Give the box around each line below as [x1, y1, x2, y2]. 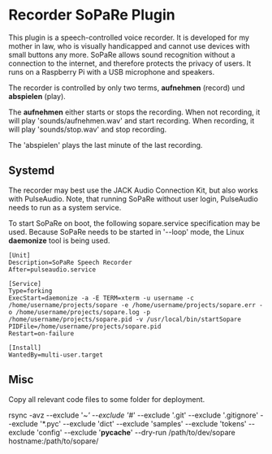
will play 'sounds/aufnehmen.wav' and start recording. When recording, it [8, 115, 255, 125]
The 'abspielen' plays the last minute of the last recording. [8, 140, 203, 149]
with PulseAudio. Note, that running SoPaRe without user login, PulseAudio [8, 193, 258, 204]
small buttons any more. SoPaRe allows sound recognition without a [8, 50, 235, 59]
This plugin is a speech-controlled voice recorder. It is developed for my [8, 32, 250, 42]
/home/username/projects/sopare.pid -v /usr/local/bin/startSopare [8, 315, 242, 323]
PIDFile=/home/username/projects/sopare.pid [8, 322, 162, 331]
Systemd [8, 164, 55, 178]
